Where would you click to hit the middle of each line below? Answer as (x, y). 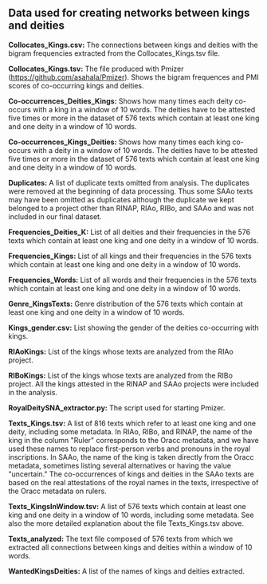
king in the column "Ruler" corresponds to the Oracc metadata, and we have (133, 440)
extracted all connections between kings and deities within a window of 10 (130, 547)
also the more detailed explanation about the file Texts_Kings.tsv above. (126, 523)
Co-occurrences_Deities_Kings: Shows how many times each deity (121, 101)
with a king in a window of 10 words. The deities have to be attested (144, 109)
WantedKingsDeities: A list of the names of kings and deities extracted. (127, 571)
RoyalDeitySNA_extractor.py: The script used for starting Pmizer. (117, 408)
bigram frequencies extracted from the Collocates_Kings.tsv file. (114, 53)
